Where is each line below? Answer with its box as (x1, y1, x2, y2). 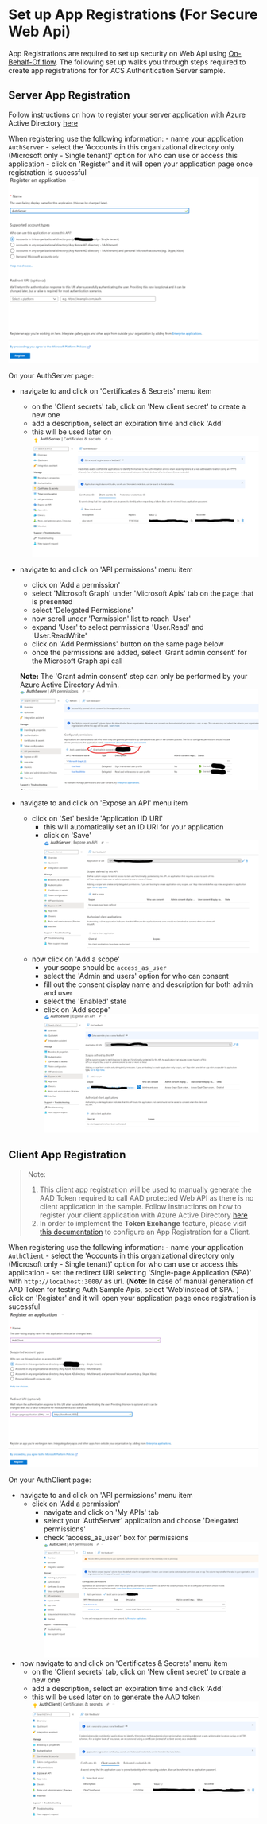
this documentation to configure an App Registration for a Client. (39, 1227, 251, 1236)
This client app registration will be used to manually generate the (39, 1185, 252, 1194)
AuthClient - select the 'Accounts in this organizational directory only (8, 1251, 235, 1260)
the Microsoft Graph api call (31, 656, 123, 666)
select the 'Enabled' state (43, 996, 127, 1007)
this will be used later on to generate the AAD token (31, 1692, 201, 1702)
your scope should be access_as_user (43, 963, 167, 972)
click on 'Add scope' (43, 1005, 110, 1015)
